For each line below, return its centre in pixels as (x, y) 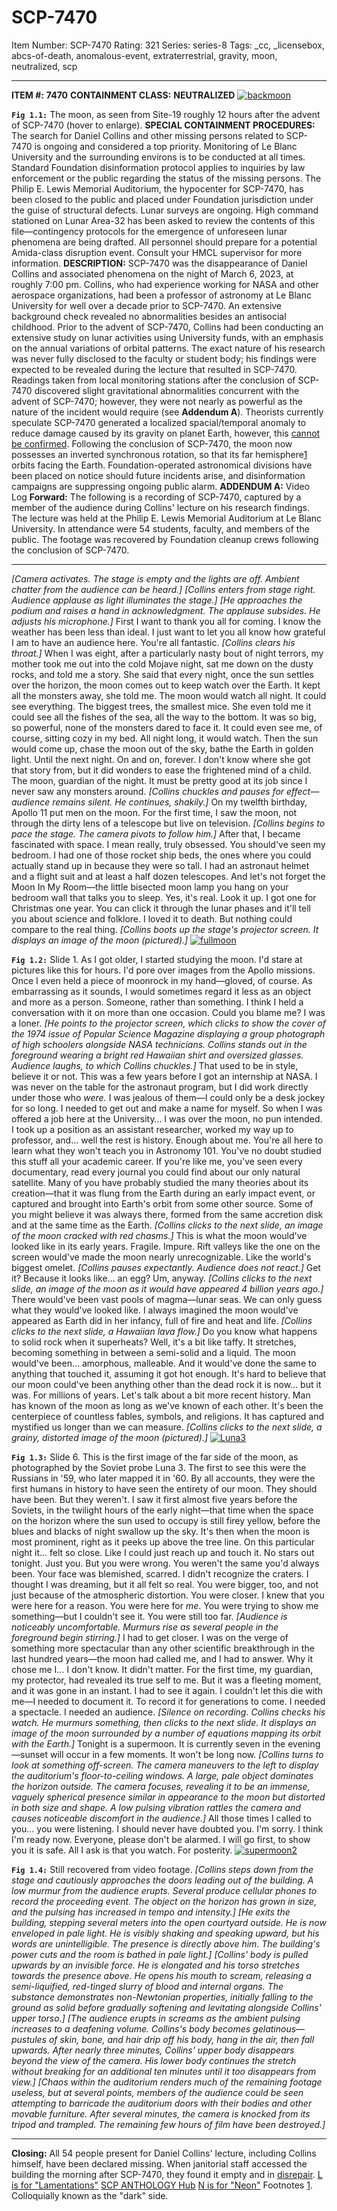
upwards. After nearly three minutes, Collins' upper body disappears (153, 2050)
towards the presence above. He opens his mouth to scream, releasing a (161, 1975)
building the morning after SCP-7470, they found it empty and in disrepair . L (167, 2174)
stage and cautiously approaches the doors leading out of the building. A (162, 1880)
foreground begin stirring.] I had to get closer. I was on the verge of (150, 1637)
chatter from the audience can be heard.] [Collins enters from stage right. (163, 589)
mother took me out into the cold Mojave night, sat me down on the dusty (162, 663)
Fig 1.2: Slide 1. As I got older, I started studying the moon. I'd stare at (157, 959)
